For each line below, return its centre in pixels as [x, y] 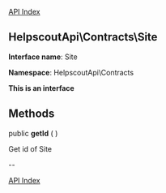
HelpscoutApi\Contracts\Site [83, 37]
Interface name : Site [43, 57]
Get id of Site [30, 148]
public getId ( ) [33, 133]
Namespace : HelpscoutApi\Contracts [71, 72]
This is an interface [41, 88]
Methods [32, 114]
